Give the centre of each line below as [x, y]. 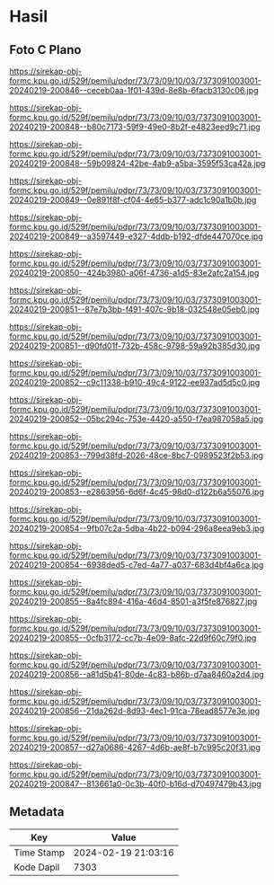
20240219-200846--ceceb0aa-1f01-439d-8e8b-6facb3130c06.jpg [134, 90]
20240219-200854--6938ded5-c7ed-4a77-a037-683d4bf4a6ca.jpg [137, 565]
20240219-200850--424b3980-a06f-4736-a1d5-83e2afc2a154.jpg [134, 273]
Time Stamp [40, 853]
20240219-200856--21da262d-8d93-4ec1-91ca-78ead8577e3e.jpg [135, 711]
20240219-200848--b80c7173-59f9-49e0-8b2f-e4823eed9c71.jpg [135, 127]
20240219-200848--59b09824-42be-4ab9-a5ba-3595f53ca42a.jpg [137, 163]
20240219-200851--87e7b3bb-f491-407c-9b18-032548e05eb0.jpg [135, 309]
